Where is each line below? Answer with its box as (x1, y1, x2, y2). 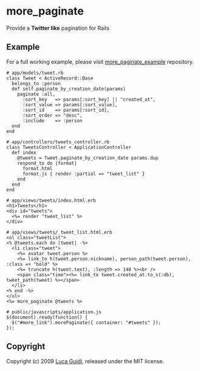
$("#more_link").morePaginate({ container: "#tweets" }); (12, 319, 162, 325)
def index (12, 149, 36, 155)
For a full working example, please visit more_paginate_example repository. (6, 58, 194, 65)
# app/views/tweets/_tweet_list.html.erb (6, 229, 113, 235)
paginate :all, (17, 91, 56, 97)
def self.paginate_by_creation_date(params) (12, 86, 126, 92)
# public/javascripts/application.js (6, 308, 102, 315)
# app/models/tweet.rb (6, 70, 64, 76)
